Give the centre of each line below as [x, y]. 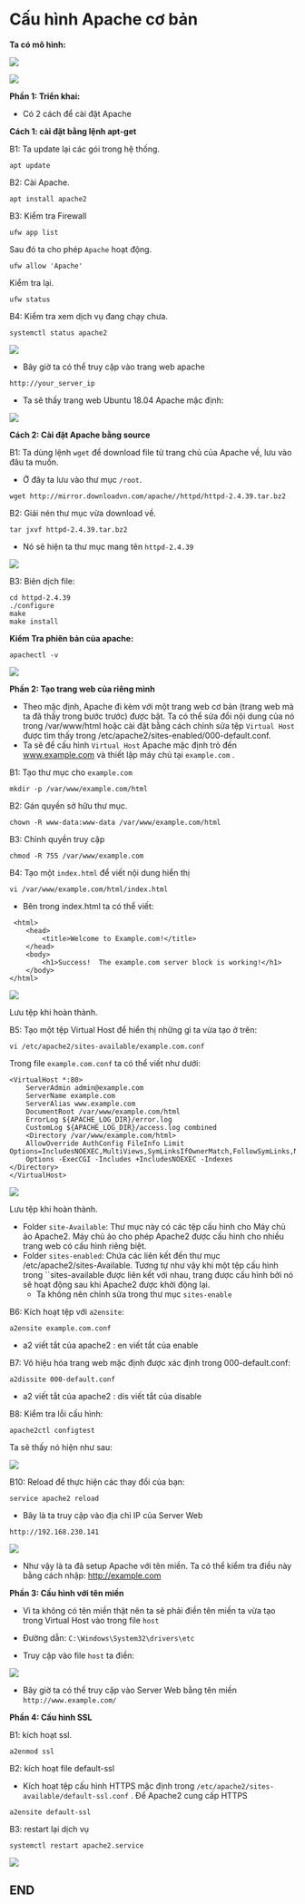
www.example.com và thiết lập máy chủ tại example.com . [128, 754]
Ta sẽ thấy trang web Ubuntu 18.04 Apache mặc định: [123, 400]
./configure [32, 605]
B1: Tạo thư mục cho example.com [71, 772]
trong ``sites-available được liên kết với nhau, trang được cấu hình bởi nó [157, 1274]
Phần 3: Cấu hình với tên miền [67, 1593]
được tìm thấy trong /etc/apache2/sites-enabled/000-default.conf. [147, 735]
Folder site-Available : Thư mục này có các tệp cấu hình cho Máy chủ [154, 1226]
